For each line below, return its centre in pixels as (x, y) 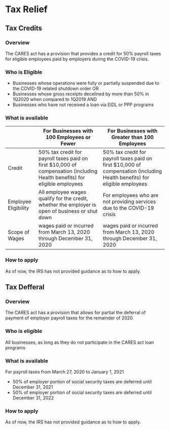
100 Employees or (68, 137)
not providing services (129, 202)
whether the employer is (67, 205)
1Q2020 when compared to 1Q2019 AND (55, 100)
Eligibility (18, 208)
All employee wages (62, 192)
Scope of (18, 232)
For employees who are (131, 195)
